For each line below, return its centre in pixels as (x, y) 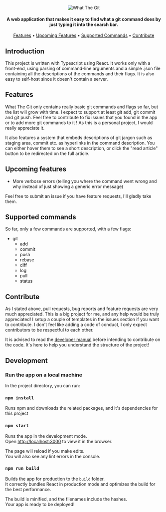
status (26, 281)
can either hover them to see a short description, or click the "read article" (82, 148)
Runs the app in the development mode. (46, 436)
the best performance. (28, 489)
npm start (17, 426)
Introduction (25, 51)
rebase (27, 260)
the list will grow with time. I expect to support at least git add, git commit (80, 112)
